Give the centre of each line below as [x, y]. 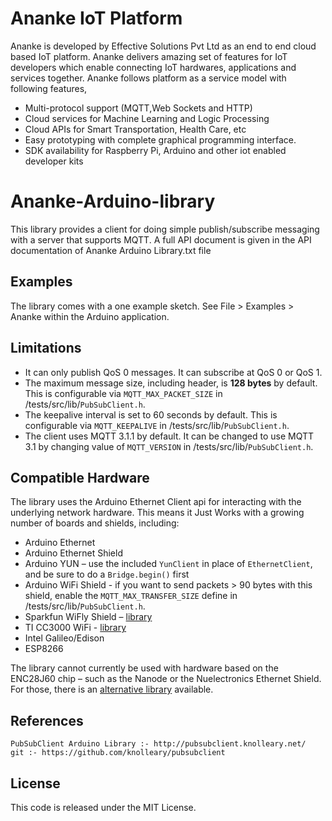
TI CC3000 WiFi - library [75, 628]
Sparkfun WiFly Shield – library [88, 617]
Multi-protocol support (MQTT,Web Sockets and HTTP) [138, 108]
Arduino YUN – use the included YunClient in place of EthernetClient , [168, 564]
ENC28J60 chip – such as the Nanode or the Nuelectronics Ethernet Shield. [166, 679]
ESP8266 [44, 649]
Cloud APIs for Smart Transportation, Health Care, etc [135, 129]
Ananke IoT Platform [96, 18]
